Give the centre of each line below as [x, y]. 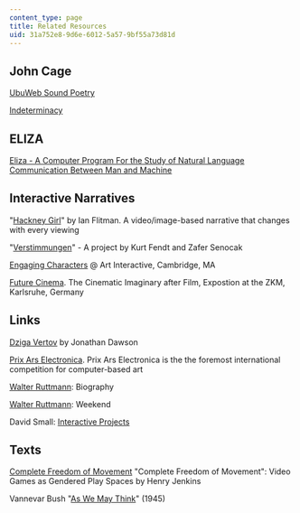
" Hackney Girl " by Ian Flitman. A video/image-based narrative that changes [150, 220]
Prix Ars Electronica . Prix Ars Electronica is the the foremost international [145, 359]
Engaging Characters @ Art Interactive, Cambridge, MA [112, 265]
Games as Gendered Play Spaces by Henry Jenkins [105, 481]
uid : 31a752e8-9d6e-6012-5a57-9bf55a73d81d [93, 34]
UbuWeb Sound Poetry [52, 93]
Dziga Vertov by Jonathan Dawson [74, 342]
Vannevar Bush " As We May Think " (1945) [87, 499]
